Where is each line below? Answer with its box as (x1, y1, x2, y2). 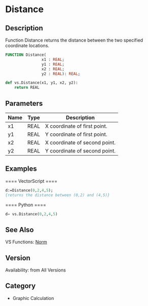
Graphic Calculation (12, 295, 54, 301)
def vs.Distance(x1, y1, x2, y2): (5, 80, 79, 86)
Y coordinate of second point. (45, 147, 116, 154)
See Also (5, 225, 34, 234)
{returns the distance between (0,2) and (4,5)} (5, 193, 110, 198)
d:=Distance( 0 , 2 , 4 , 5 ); (5, 187, 53, 193)
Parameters (5, 99, 43, 107)
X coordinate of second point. (45, 139, 116, 146)
